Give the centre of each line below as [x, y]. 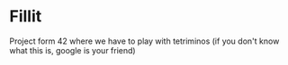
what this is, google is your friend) [73, 50]
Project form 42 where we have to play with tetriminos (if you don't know [144, 41]
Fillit [26, 16]
